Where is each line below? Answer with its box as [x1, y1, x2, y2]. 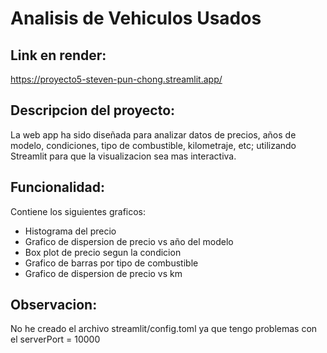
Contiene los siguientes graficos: [10, 205, 147, 217]
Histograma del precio [24, 225, 117, 237]
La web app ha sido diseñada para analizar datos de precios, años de [10, 128, 297, 141]
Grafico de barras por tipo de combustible [24, 257, 199, 269]
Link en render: [10, 47, 107, 64]
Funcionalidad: [10, 179, 106, 196]
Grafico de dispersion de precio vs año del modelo [24, 235, 234, 247]
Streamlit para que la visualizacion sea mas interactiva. [10, 150, 237, 162]
